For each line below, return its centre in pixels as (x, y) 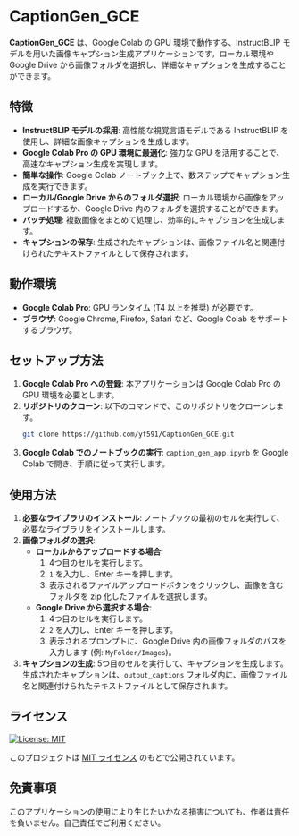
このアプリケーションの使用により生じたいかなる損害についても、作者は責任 (149, 811)
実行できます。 (65, 186)
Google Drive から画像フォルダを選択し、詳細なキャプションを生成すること (148, 64)
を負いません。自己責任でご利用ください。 (87, 823)
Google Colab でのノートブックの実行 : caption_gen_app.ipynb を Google (155, 453)
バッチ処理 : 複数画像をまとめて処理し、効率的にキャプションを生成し (149, 219)
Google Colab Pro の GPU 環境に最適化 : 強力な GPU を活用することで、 (153, 152)
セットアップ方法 (56, 360)
